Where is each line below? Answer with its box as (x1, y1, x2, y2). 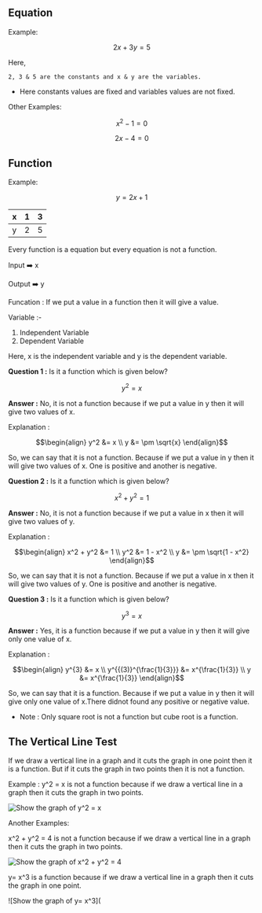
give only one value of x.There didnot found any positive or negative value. (8, 697, 249, 707)
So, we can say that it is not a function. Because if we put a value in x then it (8, 571, 254, 580)
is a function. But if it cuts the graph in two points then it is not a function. (8, 764, 246, 774)
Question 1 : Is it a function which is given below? (8, 367, 169, 376)
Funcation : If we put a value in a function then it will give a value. (8, 298, 220, 307)
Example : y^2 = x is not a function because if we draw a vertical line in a (8, 779, 243, 789)
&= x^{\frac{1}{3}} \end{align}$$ (79, 673, 184, 683)
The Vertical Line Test (8, 735, 118, 749)
